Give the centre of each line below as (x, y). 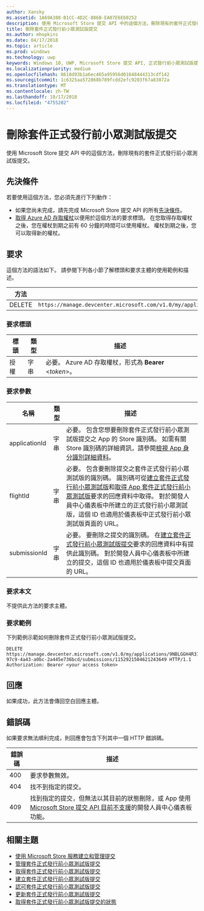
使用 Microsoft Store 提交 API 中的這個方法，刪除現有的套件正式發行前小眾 (99, 152)
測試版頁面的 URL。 (94, 523)
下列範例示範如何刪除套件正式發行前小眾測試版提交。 (73, 637)
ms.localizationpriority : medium (49, 69)
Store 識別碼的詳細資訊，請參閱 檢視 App (124, 448)
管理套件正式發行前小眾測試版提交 (58, 863)
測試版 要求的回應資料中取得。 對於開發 (128, 496)
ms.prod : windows (28, 52)
